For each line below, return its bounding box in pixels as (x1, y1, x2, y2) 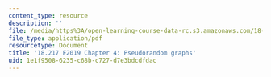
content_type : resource (8, 11, 89, 20)
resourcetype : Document (8, 42, 89, 50)
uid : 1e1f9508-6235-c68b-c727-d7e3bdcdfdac (8, 57, 157, 65)
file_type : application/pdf (8, 34, 103, 43)
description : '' (8, 19, 63, 27)
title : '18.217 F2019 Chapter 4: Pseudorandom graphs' (8, 49, 197, 57)
